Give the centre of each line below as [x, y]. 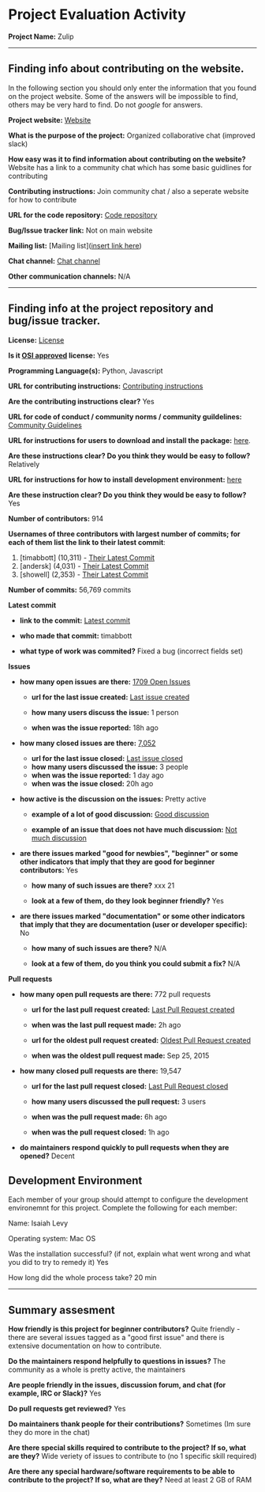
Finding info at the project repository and [111, 309]
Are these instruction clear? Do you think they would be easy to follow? [127, 494]
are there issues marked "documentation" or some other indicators [132, 916]
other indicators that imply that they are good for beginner [117, 861]
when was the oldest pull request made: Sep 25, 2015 [120, 1055]
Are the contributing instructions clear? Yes [82, 401]
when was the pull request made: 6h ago [99, 1116]
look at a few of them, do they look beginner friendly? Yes [128, 900]
